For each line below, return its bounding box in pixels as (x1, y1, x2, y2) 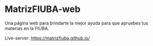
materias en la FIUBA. (4, 25, 49, 31)
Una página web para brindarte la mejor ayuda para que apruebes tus (4, 20, 148, 26)
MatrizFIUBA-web (4, 3, 80, 15)
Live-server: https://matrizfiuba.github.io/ (4, 35, 90, 41)
